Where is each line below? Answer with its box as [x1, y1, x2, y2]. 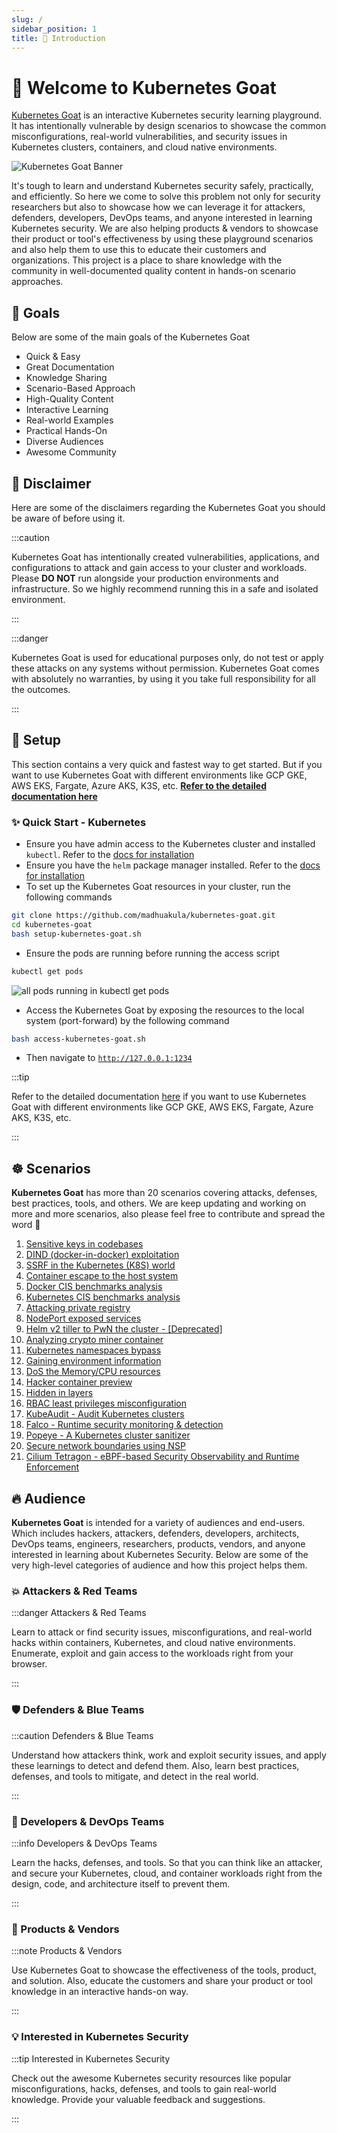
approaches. [11, 276, 64, 288]
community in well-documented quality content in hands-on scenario [11, 265, 296, 277]
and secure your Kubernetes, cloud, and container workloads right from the [11, 1867, 323, 1879]
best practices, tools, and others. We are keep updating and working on [11, 1197, 307, 1210]
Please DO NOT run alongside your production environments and [11, 572, 279, 584]
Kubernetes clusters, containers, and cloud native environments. [11, 141, 278, 153]
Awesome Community [25, 446, 117, 458]
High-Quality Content [25, 393, 114, 405]
